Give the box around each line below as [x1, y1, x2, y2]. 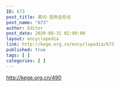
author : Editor [6, 25, 44, 31]
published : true [6, 47, 46, 53]
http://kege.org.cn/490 [6, 74, 62, 81]
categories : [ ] [6, 58, 46, 63]
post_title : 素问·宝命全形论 [6, 14, 72, 20]
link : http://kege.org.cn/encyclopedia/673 [6, 42, 115, 48]
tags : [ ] [6, 52, 31, 58]
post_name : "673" [6, 19, 49, 25]
